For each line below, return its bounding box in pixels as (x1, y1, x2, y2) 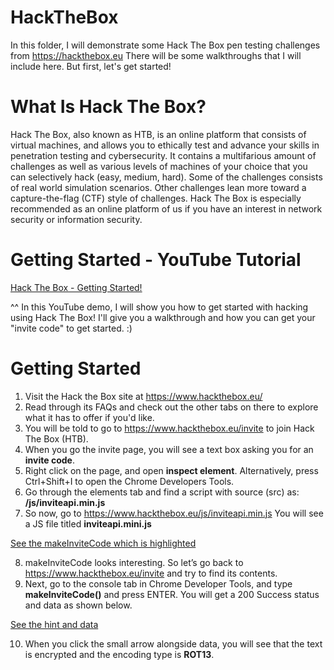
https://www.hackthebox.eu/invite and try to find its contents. (24, 567, 278, 579)
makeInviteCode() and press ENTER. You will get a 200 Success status (24, 588, 320, 600)
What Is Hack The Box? (10, 96, 207, 118)
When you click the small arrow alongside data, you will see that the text (24, 637, 323, 650)
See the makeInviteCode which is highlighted (10, 537, 197, 549)
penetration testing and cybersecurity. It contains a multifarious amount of (10, 149, 317, 161)
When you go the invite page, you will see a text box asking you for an (24, 443, 314, 455)
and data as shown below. (24, 599, 133, 611)
